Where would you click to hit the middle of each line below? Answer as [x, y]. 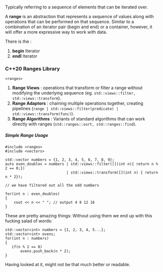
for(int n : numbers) [27, 238]
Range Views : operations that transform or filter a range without [77, 88]
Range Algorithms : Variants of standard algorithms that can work [79, 119]
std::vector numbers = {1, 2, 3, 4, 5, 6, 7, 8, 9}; [60, 160]
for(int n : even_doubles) [32, 194]
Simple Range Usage [27, 135]
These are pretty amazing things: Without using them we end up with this [79, 216]
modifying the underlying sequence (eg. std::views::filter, [74, 93]
